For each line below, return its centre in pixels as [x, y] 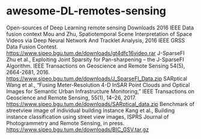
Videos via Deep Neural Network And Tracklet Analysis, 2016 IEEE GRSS [96, 40]
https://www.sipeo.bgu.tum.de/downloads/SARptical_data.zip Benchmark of [100, 104]
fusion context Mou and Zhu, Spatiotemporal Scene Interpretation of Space [99, 34]
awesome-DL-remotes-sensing [86, 11]
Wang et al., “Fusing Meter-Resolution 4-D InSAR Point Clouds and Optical [98, 84]
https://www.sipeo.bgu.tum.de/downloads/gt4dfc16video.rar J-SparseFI [95, 53]
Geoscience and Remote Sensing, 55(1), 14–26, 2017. [71, 98]
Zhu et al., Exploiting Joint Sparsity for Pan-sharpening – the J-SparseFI [95, 59]
